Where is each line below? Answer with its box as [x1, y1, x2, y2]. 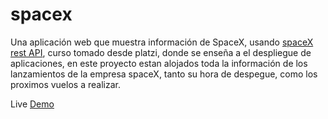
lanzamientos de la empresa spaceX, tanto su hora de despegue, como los [10, 68, 318, 80]
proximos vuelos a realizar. [10, 78, 121, 90]
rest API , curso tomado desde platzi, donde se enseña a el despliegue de [10, 46, 312, 58]
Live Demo [10, 98, 55, 110]
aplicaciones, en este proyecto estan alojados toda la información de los [10, 57, 308, 69]
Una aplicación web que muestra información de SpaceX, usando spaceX [10, 36, 314, 48]
